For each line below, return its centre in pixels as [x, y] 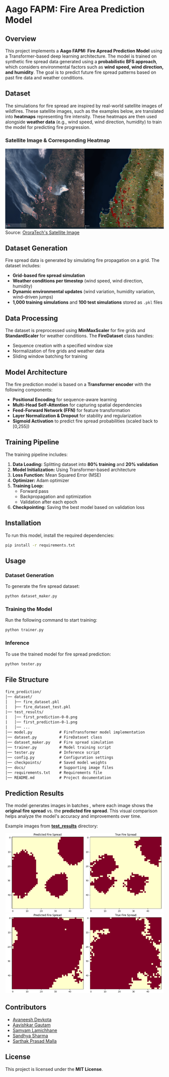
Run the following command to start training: [51, 620]
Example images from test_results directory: [52, 826]
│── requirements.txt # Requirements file [54, 773]
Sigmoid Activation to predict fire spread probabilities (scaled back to [85, 421]
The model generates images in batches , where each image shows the [79, 806]
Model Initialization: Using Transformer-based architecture [74, 470]
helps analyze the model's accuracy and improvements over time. [73, 816]
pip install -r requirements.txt [40, 545]
